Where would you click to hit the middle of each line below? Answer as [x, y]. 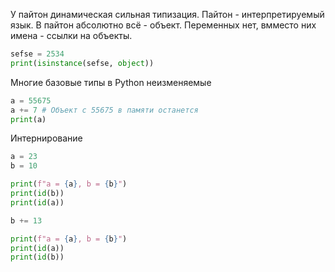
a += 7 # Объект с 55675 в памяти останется [104, 110]
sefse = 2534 [37, 54]
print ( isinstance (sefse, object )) [82, 63]
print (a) [28, 119]
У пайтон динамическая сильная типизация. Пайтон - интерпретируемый [167, 14]
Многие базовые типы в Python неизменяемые [111, 82]
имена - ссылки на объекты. [71, 35]
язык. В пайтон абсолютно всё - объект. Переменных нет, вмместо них [163, 25]
